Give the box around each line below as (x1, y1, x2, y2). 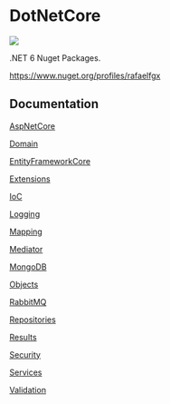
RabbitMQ (9, 296, 47, 307)
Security (9, 349, 41, 360)
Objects (9, 279, 39, 290)
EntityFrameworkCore (9, 155, 91, 166)
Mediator (9, 243, 43, 254)
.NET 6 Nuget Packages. (9, 52, 101, 64)
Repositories (9, 314, 56, 325)
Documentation (9, 96, 99, 112)
